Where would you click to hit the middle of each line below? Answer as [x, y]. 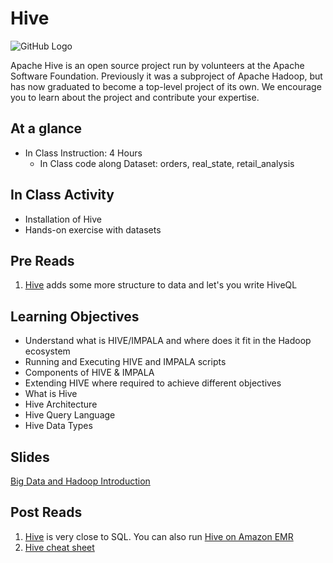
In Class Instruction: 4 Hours [83, 153]
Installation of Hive [63, 219]
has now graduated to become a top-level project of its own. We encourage [166, 86]
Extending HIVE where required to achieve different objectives [153, 383]
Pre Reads [42, 260]
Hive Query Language [70, 415]
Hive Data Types [58, 426]
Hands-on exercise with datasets [93, 229]
